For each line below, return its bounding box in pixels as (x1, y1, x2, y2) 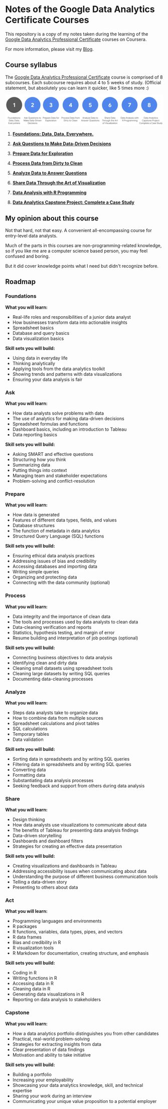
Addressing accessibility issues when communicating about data (12, 868, 147, 874)
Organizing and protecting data (12, 574, 77, 580)
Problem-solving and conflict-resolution (12, 478, 95, 484)
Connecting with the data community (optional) (12, 579, 110, 586)
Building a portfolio (12, 1071, 52, 1077)
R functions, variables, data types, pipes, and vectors (12, 929, 123, 935)
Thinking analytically (12, 360, 55, 366)
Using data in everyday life (12, 355, 68, 361)
